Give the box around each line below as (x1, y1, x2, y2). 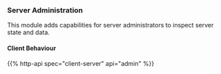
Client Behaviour (7, 44, 57, 52)
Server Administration (7, 5, 84, 15)
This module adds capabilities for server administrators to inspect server (7, 21, 214, 29)
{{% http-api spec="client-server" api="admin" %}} (7, 59, 155, 67)
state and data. (7, 28, 50, 36)
